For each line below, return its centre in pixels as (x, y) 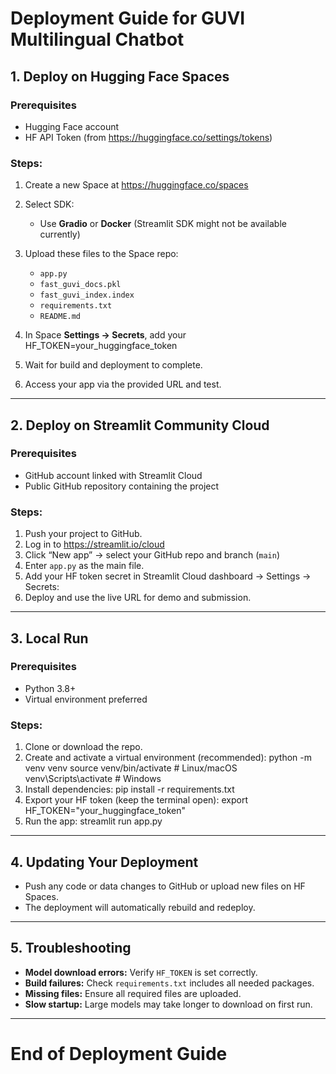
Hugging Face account (72, 126)
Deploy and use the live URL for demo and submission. (138, 598)
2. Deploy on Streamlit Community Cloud (140, 425)
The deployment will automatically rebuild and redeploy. (140, 907)
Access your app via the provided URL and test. (123, 384)
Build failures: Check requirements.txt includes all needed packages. (169, 983)
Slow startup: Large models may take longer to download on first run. (168, 1004)
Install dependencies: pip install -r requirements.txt (129, 789)
